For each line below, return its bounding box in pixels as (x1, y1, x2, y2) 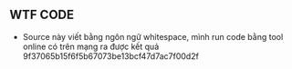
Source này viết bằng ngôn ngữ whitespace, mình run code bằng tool (22, 31, 284, 42)
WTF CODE (9, 7, 75, 23)
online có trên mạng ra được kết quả (22, 41, 160, 52)
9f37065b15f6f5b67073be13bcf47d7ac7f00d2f (22, 50, 199, 62)
